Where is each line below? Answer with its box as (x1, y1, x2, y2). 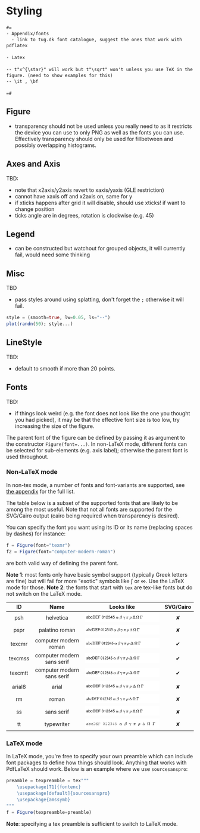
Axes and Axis (6, 159, 61, 169)
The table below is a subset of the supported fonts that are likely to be (6, 499, 179, 506)
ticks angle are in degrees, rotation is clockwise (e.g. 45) (14, 212, 154, 219)
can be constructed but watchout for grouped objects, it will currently (14, 245, 186, 252)
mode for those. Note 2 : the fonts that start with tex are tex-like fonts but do (6, 584, 193, 591)
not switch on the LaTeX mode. (6, 590, 82, 597)
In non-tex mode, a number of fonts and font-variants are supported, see (6, 481, 185, 488)
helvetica (45, 614, 68, 621)
